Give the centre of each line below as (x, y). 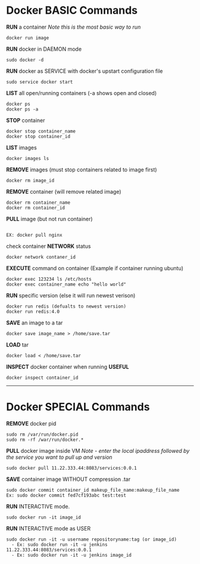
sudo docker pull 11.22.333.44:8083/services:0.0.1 (71, 468)
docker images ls (28, 158)
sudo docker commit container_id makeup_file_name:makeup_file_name (93, 490)
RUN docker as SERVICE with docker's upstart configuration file (85, 71)
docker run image (28, 38)
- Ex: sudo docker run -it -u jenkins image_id (72, 555)
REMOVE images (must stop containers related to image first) (82, 169)
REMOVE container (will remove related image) (64, 191)
